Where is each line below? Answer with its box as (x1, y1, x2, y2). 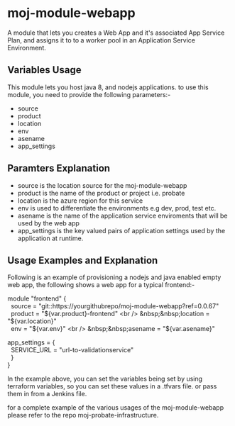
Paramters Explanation (7, 162, 111, 174)
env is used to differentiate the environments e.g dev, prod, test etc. (17, 203, 217, 212)
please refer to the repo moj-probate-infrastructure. (7, 411, 159, 420)
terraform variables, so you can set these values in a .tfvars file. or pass (7, 382, 217, 391)
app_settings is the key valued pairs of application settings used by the (17, 226, 226, 235)
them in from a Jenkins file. (7, 390, 87, 398)
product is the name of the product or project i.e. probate (17, 189, 185, 197)
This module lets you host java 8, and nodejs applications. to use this (7, 83, 209, 91)
